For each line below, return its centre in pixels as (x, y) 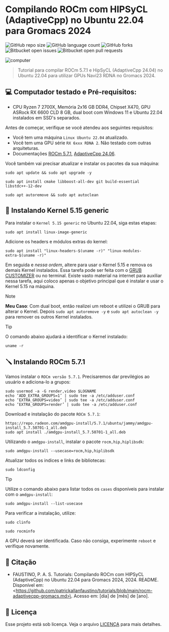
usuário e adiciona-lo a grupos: (38, 382)
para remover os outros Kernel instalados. (49, 317)
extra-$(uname (20, 255)
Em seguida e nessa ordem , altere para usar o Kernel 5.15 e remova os (79, 265)
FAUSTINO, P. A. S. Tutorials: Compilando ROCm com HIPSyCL (78, 575)
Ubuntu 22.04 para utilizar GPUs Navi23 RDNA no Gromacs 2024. (87, 75)
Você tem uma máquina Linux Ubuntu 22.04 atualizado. (70, 137)
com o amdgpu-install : (29, 494)
